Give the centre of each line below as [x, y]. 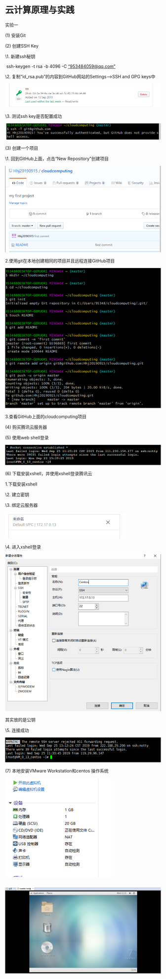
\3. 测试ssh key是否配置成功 [34, 116]
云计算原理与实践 [40, 10]
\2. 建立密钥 [17, 494]
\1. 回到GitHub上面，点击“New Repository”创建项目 [57, 159]
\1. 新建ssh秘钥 [20, 56]
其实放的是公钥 [20, 719]
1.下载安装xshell [21, 484]
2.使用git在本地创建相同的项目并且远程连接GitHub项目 [60, 261]
